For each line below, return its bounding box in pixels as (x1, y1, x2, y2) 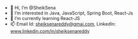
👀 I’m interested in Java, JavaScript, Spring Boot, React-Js (10, 10, 133, 16)
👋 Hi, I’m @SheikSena (10, 5, 56, 10)
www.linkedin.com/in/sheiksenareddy (10, 28, 90, 34)
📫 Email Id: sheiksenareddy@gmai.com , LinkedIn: (10, 21, 116, 27)
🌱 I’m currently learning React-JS (10, 15, 80, 21)
